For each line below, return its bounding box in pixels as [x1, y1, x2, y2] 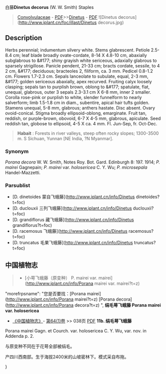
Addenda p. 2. [5, 333, 34, 339]
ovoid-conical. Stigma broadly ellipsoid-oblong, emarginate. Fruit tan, [5, 110, 147, 116]
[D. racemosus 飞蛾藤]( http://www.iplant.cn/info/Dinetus [12, 228, 128, 234]
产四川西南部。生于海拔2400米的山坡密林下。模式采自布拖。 [5, 354, 129, 360]
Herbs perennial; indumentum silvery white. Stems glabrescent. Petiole [5, 47, 150, 53]
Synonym [5, 148, 29, 155]
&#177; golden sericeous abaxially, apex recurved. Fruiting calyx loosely [5, 78, 152, 84]
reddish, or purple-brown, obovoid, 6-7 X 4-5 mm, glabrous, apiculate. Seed [5, 115, 161, 121]
